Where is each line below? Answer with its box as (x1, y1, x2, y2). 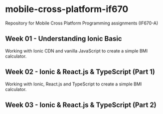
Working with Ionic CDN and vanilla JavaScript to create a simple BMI (5, 47, 148, 53)
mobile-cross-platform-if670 (5, 3, 129, 15)
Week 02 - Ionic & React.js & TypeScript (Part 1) (5, 67, 156, 76)
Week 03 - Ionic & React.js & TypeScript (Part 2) (5, 100, 157, 109)
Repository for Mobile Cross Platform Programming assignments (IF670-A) (5, 20, 159, 26)
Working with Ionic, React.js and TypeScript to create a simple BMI (5, 81, 142, 87)
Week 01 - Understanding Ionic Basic (5, 34, 122, 43)
